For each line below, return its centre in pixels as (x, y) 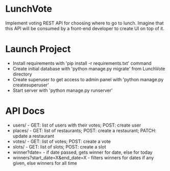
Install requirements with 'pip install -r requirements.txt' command (82, 63)
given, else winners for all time (45, 163)
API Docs (25, 111)
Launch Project (38, 49)
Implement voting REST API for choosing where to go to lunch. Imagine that (84, 23)
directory (22, 74)
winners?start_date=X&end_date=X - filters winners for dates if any (83, 157)
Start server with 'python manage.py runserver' (63, 90)
